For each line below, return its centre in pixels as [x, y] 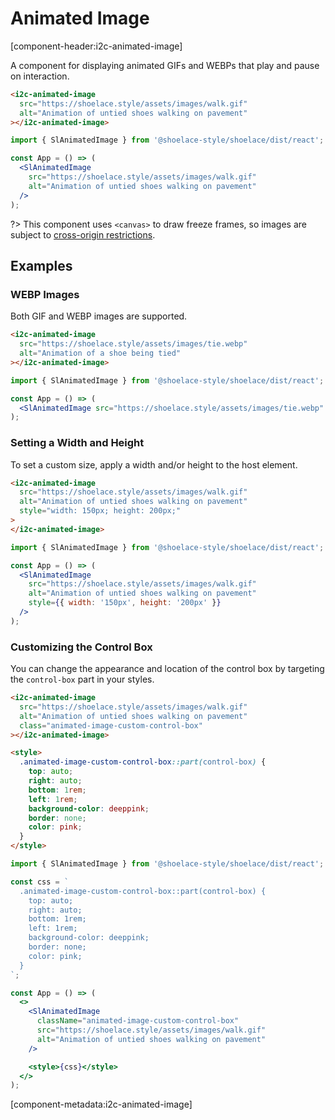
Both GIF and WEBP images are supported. [99, 316]
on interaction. [40, 76]
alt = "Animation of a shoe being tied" [100, 353]
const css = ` [40, 882]
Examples [41, 265]
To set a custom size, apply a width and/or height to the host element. [154, 464]
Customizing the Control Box [81, 647]
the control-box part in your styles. [82, 679]
